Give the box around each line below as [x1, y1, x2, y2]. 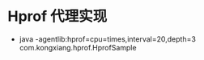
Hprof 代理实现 [7, 7, 108, 26]
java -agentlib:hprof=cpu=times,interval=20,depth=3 [19, 34, 196, 44]
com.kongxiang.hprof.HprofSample [19, 42, 137, 52]
